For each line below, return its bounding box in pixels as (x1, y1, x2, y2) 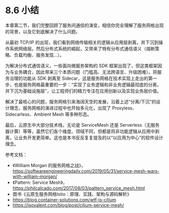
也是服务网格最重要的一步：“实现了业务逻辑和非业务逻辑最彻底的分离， (14, 81, 162, 87)
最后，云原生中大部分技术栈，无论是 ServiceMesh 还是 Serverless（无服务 (5, 122, 160, 128)
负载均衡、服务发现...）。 (14, 51, 64, 58)
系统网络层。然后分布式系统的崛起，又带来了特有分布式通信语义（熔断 (9, 45, 155, 51)
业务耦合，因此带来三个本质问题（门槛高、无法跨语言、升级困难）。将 (14, 69, 157, 75)
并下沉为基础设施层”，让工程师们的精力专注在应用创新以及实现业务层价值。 (5, 88, 162, 94)
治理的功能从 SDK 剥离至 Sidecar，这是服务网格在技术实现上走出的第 (9, 75, 153, 81)
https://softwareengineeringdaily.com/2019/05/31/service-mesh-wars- (12, 168, 160, 174)
